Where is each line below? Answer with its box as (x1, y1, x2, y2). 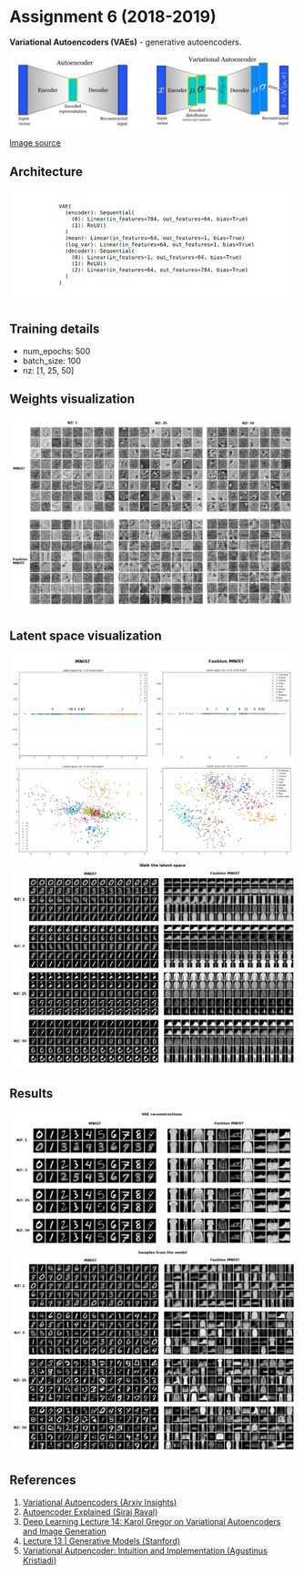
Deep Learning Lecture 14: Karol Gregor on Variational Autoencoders (22, 1516, 281, 1527)
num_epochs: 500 (22, 345, 91, 356)
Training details (9, 322, 100, 337)
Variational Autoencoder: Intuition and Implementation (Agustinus (22, 1545, 269, 1556)
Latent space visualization (9, 628, 162, 643)
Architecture (9, 164, 84, 179)
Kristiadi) (22, 1555, 57, 1566)
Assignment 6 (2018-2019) (9, 6, 217, 27)
